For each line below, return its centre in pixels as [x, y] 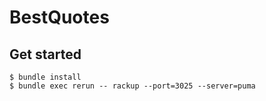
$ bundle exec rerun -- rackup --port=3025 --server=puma [132, 86]
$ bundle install [45, 77]
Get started [45, 54]
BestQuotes [59, 17]
